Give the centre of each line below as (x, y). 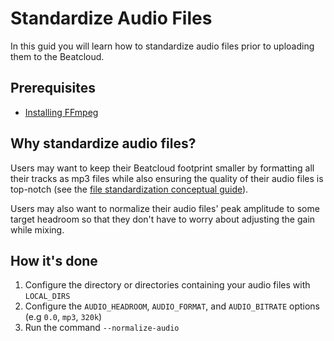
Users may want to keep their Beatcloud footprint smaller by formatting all (162, 168)
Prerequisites (53, 88)
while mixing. (37, 229)
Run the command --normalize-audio (102, 328)
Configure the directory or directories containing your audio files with (167, 285)
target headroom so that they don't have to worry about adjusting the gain (163, 219)
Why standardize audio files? (103, 143)
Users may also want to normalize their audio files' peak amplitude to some (165, 208)
